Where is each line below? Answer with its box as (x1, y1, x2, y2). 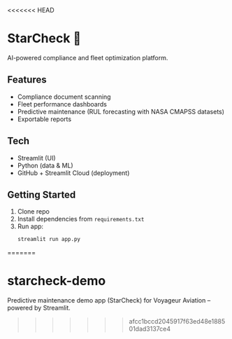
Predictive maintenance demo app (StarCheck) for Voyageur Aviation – (7, 296, 211, 305)
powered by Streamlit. (7, 304, 71, 312)
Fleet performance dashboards (17, 99, 107, 108)
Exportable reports (17, 115, 72, 123)
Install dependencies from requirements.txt (17, 215, 145, 223)
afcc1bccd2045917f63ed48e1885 (129, 317, 226, 326)
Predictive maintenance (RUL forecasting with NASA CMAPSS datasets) (17, 107, 225, 116)
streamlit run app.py (17, 236, 80, 243)
